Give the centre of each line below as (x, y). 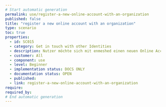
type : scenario (21, 28)
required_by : (19, 92)
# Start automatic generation (36, 10)
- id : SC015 (22, 42)
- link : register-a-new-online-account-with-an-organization (74, 83)
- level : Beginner (29, 65)
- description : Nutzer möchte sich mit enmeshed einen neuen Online (82, 51)
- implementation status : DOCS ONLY (47, 70)
